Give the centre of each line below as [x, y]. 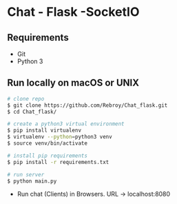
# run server [26, 174]
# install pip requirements [48, 156]
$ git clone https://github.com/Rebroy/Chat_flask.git [87, 105]
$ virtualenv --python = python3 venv [60, 137]
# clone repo [26, 99]
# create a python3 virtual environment [66, 124]
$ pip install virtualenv [44, 131]
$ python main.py [32, 181]
